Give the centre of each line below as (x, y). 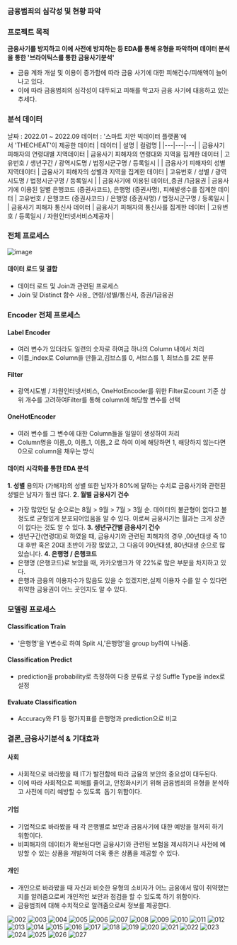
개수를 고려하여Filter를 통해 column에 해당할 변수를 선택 (103, 400)
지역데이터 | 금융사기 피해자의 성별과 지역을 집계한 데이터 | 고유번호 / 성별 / (110, 171)
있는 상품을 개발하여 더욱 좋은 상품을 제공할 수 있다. (109, 853)
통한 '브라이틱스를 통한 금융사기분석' (64, 57)
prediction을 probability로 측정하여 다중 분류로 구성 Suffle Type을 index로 (121, 677)
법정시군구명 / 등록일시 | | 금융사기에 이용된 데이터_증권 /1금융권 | (120, 180)
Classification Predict (40, 660)
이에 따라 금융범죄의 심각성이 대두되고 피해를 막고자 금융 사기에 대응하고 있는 (123, 91)
